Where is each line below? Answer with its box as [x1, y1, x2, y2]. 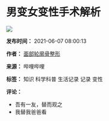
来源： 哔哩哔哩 [6, 63, 45, 70]
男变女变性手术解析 [6, 5, 101, 19]
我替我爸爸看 [14, 108, 47, 115]
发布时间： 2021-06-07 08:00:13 [6, 37, 87, 45]
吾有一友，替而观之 [14, 101, 63, 108]
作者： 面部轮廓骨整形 [6, 50, 60, 57]
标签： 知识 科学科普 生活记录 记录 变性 [6, 75, 103, 82]
